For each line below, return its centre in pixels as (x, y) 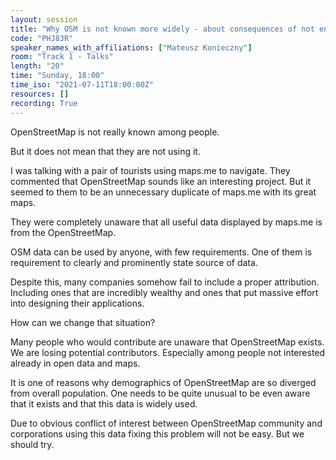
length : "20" (37, 66)
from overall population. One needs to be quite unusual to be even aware (160, 393)
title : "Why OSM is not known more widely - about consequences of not (162, 29)
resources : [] (40, 94)
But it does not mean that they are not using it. (105, 151)
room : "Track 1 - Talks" (62, 57)
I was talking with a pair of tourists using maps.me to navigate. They (150, 170)
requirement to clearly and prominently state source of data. (134, 262)
